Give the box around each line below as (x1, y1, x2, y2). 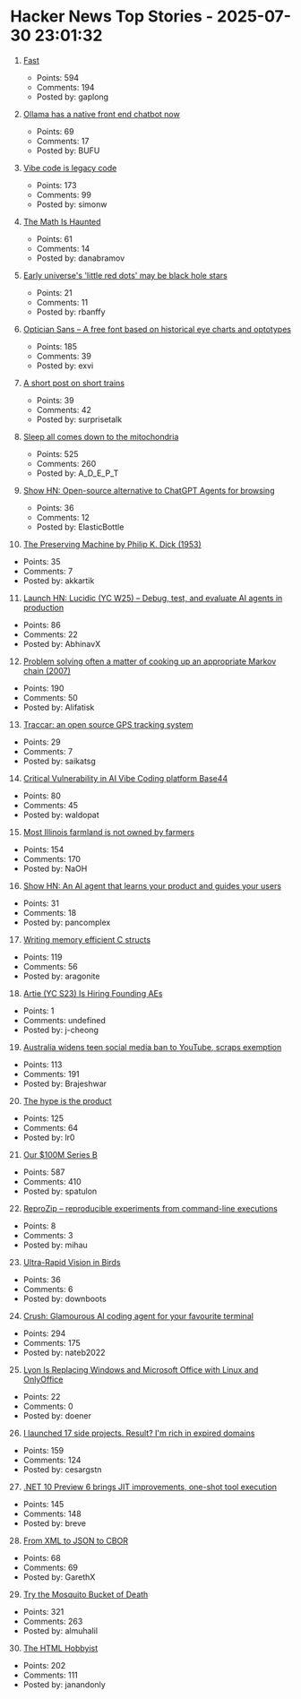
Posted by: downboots (22, 1293, 107, 1304)
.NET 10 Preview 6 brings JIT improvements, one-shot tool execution (22, 1481, 277, 1492)
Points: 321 (22, 1606, 64, 1617)
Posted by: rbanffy (36, 306, 106, 317)
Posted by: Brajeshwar (22, 1078, 107, 1089)
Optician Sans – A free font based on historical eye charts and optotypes (22, 323, 292, 334)
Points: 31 (22, 898, 59, 909)
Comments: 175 (22, 1337, 81, 1348)
